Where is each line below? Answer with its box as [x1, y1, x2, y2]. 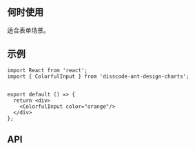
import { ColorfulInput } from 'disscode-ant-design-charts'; [7, 73, 189, 80]
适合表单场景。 [7, 26, 50, 34]
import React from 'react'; [7, 67, 88, 74]
